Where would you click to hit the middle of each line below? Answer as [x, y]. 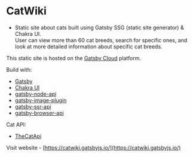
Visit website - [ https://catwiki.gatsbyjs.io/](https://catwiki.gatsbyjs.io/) [94, 147]
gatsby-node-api [36, 94]
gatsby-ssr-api [33, 106]
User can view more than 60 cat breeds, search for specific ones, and [101, 40]
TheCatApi [28, 136]
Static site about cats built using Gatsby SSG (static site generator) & [99, 27]
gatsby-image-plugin [41, 100]
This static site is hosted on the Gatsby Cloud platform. [74, 58]
